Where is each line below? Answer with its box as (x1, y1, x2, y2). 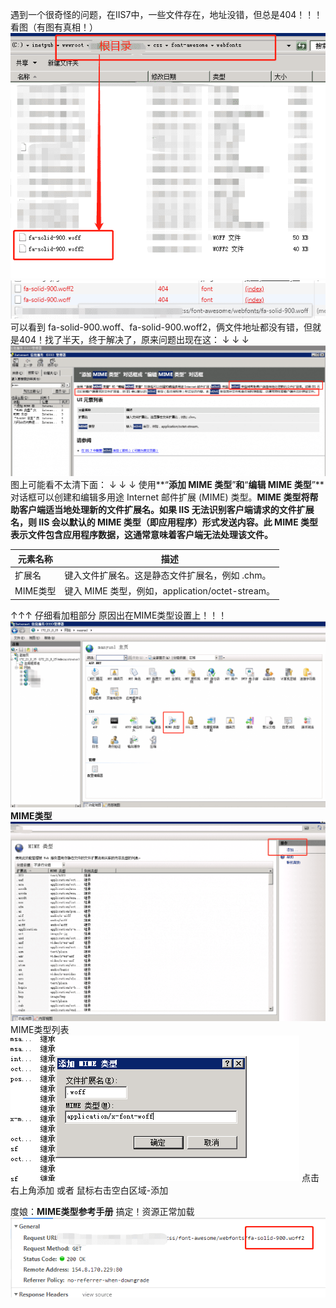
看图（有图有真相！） (10, 21, 98, 33)
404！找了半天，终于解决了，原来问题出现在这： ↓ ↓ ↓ (18, 334, 250, 346)
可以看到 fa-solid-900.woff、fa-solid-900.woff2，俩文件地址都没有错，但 (10, 321, 313, 333)
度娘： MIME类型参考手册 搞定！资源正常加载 (10, 1206, 195, 1218)
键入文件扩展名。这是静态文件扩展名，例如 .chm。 (64, 569, 272, 581)
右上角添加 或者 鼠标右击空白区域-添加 (10, 1184, 169, 1197)
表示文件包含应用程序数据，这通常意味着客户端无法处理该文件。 (10, 529, 273, 541)
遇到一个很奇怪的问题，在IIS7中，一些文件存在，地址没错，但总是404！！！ (10, 9, 323, 20)
